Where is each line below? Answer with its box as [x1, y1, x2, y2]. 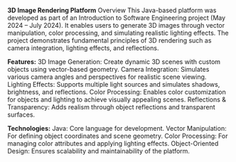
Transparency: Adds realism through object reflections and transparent [7, 103, 215, 111]
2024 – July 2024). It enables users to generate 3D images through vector [7, 21, 225, 29]
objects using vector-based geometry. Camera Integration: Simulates [7, 65, 210, 73]
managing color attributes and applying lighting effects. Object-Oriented [7, 139, 219, 148]
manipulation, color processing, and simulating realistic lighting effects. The [7, 28, 229, 37]
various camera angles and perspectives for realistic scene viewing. [7, 72, 207, 81]
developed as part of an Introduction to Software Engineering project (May [7, 13, 226, 22]
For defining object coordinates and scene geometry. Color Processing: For [7, 131, 228, 140]
